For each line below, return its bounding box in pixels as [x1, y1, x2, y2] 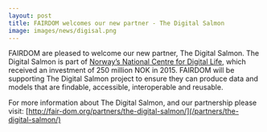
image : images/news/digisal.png [8, 26, 117, 34]
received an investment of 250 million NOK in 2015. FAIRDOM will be [8, 66, 235, 75]
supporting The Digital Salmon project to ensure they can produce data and [8, 74, 259, 84]
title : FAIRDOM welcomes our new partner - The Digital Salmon [8, 19, 225, 27]
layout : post [8, 11, 52, 20]
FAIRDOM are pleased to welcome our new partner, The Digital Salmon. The [8, 49, 260, 58]
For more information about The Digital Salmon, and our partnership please [8, 98, 257, 108]
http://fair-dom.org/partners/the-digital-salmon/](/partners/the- [27, 106, 240, 116]
